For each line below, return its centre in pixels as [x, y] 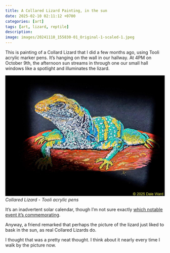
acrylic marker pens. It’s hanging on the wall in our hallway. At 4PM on [78, 58]
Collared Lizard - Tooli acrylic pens [42, 200]
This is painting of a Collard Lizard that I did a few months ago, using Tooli [82, 52]
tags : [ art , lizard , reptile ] [37, 27]
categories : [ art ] [25, 21]
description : [19, 32]
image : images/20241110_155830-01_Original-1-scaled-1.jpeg [70, 37]
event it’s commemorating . [33, 215]
